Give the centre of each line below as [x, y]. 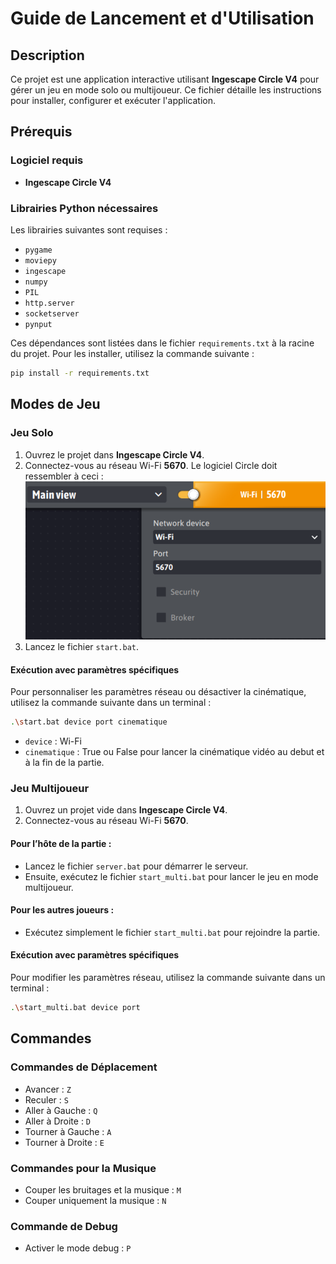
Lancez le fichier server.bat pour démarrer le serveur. [136, 866]
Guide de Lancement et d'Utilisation [162, 18]
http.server [49, 303]
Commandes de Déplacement [84, 1067]
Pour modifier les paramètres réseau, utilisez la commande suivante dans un [168, 978]
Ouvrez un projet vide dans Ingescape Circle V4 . [126, 810]
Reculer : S [46, 1099]
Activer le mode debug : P [78, 1248]
